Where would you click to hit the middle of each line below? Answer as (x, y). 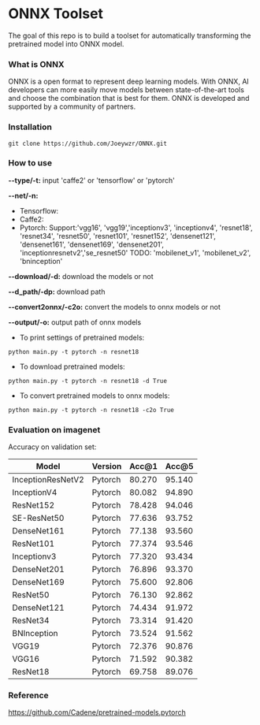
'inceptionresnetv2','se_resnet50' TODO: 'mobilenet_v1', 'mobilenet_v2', (135, 252)
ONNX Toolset (56, 14)
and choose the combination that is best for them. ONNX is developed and (129, 99)
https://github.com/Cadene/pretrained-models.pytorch (97, 712)
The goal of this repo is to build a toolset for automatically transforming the (130, 35)
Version (107, 467)
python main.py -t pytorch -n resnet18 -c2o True (91, 410)
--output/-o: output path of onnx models (75, 322)
